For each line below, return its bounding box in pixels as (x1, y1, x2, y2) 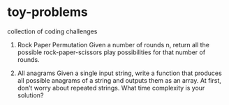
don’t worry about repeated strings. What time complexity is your (17, 83, 205, 92)
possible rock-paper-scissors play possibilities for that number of (17, 48, 206, 56)
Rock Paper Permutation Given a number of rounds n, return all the (17, 40, 209, 49)
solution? (17, 91, 44, 99)
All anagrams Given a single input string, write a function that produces (17, 69, 222, 77)
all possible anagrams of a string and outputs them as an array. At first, (17, 76, 222, 84)
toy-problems (7, 4, 89, 20)
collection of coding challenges (7, 27, 98, 35)
